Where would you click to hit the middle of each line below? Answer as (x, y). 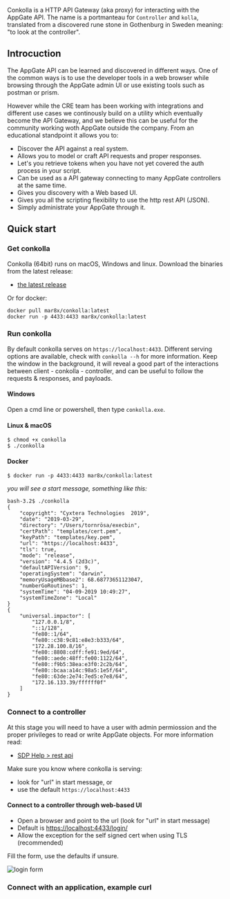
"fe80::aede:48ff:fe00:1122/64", (80, 659)
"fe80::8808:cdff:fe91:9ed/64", (79, 652)
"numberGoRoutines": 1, (54, 586)
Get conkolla (29, 249)
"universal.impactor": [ (55, 616)
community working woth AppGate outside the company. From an (101, 128)
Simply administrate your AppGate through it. (82, 207)
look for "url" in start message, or (65, 782)
